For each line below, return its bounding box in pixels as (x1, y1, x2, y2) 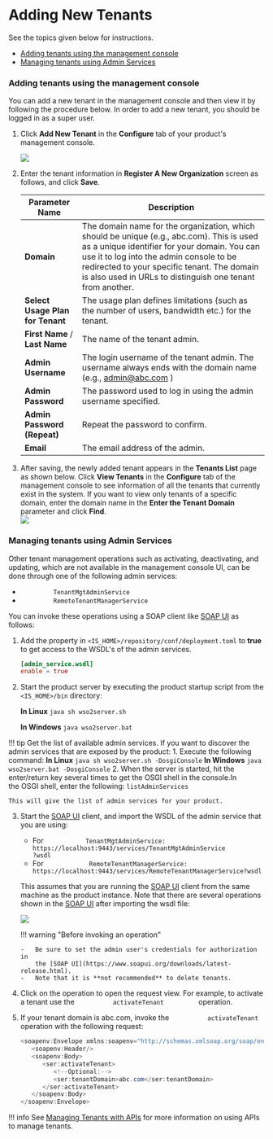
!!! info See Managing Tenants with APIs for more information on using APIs (8, 1113, 260, 1123)
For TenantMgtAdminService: (32, 836, 167, 846)
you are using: (19, 820, 68, 830)
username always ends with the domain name (81, 362, 258, 374)
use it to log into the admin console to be (81, 251, 237, 262)
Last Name (24, 339, 67, 350)
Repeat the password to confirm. (81, 419, 207, 431)
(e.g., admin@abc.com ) (81, 372, 174, 383)
